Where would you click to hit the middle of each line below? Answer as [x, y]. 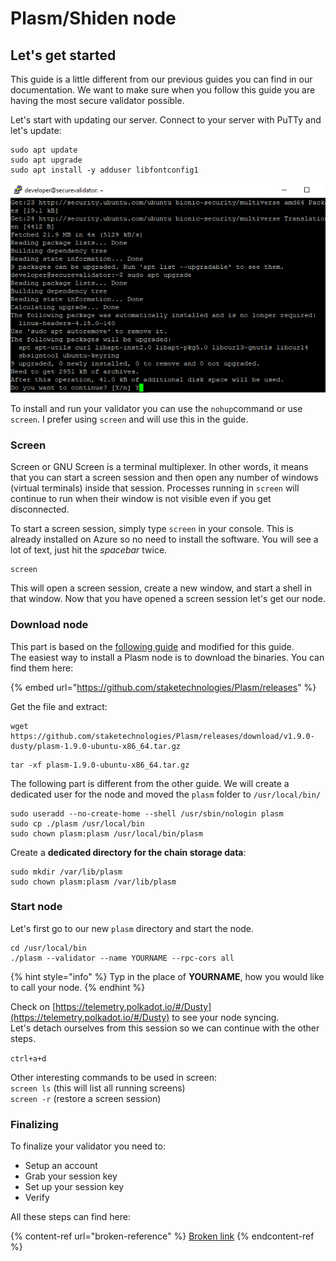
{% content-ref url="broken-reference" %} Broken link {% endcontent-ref [162, 1236]
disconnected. [40, 509]
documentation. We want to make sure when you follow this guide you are [163, 90]
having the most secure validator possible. [97, 100]
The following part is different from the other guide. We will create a [150, 783]
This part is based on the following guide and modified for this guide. [152, 646]
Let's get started [63, 55]
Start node [36, 907]
